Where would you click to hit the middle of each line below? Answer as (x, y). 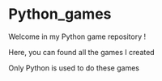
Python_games (60, 14)
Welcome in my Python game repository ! (77, 36)
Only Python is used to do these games (74, 68)
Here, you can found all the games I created (82, 52)
